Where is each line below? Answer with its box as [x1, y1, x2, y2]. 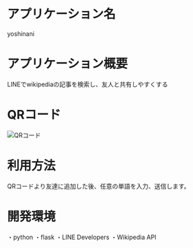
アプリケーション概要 [7, 56, 128, 72]
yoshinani [7, 29, 34, 38]
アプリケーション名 [7, 6, 116, 22]
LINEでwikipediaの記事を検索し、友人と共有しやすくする [7, 80, 168, 88]
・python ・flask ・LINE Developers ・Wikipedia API [7, 233, 156, 241]
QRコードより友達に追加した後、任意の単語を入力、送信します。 [7, 182, 191, 190]
